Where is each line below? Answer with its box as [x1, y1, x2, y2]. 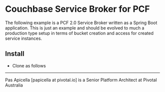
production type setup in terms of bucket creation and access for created [5, 30, 154, 36]
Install [5, 50, 25, 58]
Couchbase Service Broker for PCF [5, 3, 150, 15]
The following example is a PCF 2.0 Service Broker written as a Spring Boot [5, 20, 158, 26]
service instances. [5, 35, 42, 41]
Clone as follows [12, 62, 46, 68]
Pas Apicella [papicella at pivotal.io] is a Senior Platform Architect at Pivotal [5, 77, 157, 83]
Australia [5, 82, 23, 88]
